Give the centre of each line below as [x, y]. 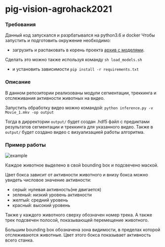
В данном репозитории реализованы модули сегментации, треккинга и [81, 93]
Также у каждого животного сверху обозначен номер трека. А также [79, 215]
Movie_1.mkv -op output [30, 112]
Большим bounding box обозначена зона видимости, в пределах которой [83, 230]
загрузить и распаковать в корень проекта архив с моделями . [78, 50]
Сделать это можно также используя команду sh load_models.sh [74, 60]
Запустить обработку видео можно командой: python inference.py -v [79, 108]
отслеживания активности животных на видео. [55, 98]
